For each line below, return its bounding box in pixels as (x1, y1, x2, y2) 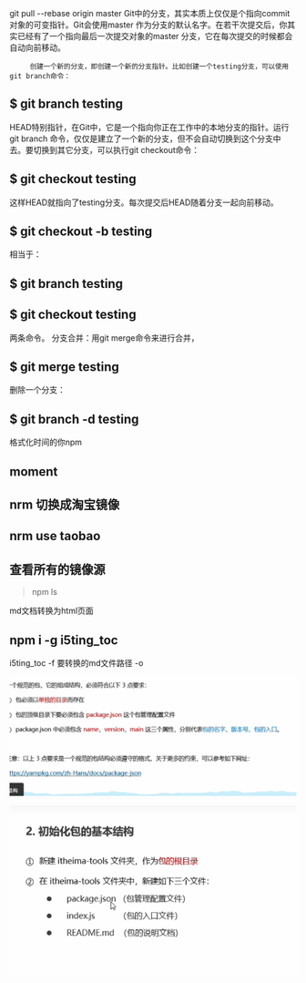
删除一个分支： (9, 384, 66, 395)
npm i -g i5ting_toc (9, 632, 118, 648)
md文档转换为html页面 (9, 605, 94, 617)
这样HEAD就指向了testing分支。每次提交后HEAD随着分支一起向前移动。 (9, 197, 279, 208)
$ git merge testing (9, 359, 120, 375)
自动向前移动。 (9, 42, 66, 53)
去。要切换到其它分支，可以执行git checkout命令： (9, 144, 200, 155)
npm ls (31, 587, 57, 598)
